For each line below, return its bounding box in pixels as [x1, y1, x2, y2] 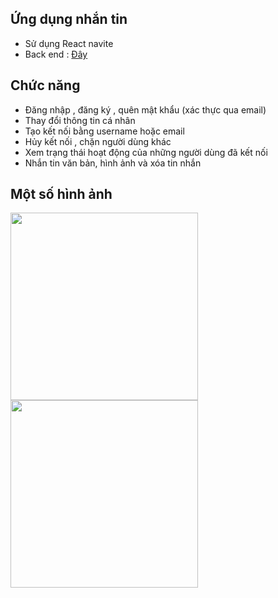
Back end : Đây [24, 48, 88, 60]
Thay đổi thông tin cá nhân [24, 114, 136, 126]
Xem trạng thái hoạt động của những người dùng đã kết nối [24, 146, 268, 158]
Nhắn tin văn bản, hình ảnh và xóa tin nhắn [24, 157, 202, 169]
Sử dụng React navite [24, 37, 114, 49]
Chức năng [10, 77, 81, 94]
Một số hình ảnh [10, 186, 113, 203]
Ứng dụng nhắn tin [10, 11, 128, 28]
